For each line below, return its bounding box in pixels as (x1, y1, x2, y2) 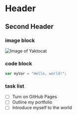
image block (5, 37, 35, 44)
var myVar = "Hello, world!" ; (5, 71, 67, 76)
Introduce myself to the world (12, 105, 72, 111)
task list (5, 82, 25, 89)
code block (5, 60, 32, 67)
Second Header (5, 22, 54, 31)
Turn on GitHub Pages (12, 94, 57, 100)
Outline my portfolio (12, 99, 52, 105)
